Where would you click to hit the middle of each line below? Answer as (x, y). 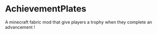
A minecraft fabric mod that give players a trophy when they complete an (79, 22)
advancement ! (20, 27)
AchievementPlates (46, 9)
